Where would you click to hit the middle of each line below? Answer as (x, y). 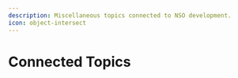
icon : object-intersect (47, 23)
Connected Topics (70, 62)
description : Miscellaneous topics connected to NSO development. (120, 15)
